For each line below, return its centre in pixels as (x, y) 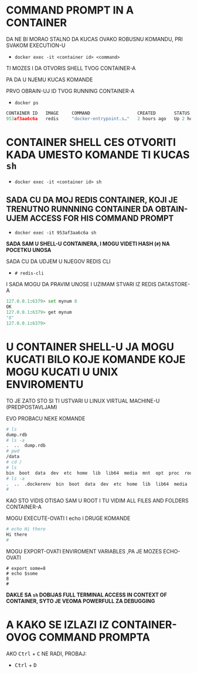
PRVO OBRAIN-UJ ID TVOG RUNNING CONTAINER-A (70, 91)
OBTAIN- (171, 209)
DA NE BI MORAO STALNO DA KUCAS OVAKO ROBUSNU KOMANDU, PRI (94, 39)
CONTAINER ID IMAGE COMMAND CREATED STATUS (98, 113)
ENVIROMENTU (45, 384)
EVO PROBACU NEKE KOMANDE (46, 418)
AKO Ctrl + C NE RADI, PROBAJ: (46, 654)
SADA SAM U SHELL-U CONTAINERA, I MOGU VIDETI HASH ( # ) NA (88, 244)
